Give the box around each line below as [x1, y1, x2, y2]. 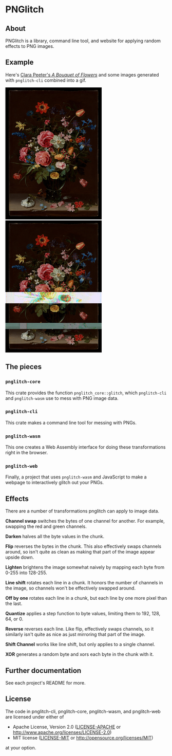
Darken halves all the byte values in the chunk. [5, 533, 105, 540]
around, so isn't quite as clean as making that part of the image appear [5, 549, 155, 555]
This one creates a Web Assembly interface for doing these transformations [5, 444, 166, 450]
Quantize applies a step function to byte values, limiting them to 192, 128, [5, 611, 161, 617]
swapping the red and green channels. [5, 523, 87, 530]
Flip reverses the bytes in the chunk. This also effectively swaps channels [5, 543, 162, 549]
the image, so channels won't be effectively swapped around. [5, 585, 136, 592]
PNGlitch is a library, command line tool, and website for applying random [5, 38, 161, 44]
